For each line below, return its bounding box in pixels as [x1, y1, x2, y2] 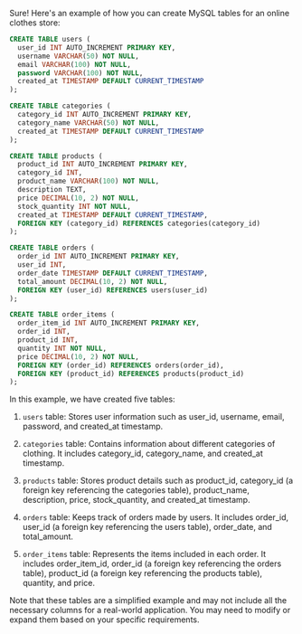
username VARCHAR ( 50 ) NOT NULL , [17, 52, 140, 61]
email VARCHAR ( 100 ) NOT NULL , [17, 60, 131, 69]
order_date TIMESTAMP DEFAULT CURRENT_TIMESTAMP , [17, 269, 208, 278]
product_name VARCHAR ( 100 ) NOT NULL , [17, 176, 160, 186]
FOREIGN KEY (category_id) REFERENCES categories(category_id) [17, 219, 260, 228]
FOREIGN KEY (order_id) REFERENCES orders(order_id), [17, 361, 224, 370]
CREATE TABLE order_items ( [9, 310, 116, 319]
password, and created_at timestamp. [22, 421, 164, 432]
